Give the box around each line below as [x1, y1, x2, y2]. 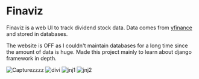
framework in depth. [6, 54, 57, 62]
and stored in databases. [6, 30, 68, 37]
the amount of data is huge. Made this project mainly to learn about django [6, 48, 192, 55]
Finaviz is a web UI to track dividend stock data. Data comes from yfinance [6, 24, 193, 31]
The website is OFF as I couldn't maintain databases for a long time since [6, 42, 188, 49]
